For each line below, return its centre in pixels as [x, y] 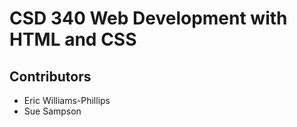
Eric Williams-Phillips [67, 100]
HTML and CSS [73, 39]
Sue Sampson [52, 111]
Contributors [50, 76]
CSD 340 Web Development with [148, 18]
